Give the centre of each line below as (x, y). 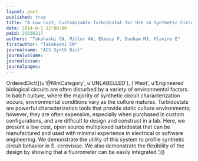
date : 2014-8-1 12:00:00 (37, 28)
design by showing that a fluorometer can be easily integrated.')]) (85, 152)
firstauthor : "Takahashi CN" (42, 45)
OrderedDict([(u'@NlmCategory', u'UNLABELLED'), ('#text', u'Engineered (95, 83)
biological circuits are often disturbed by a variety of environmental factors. (98, 90)
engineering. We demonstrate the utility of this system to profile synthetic (95, 140)
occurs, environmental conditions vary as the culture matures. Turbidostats (97, 102)
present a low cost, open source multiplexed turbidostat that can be (88, 127)
